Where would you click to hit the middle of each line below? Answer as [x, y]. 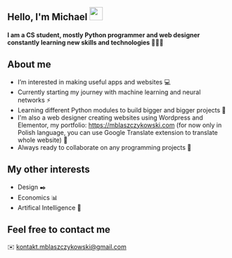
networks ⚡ [34, 100]
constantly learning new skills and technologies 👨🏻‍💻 [85, 42]
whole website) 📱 [43, 140]
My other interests [49, 170]
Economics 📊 [38, 198]
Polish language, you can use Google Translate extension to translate [117, 132]
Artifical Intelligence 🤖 [49, 207]
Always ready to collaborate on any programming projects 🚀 [104, 147]
